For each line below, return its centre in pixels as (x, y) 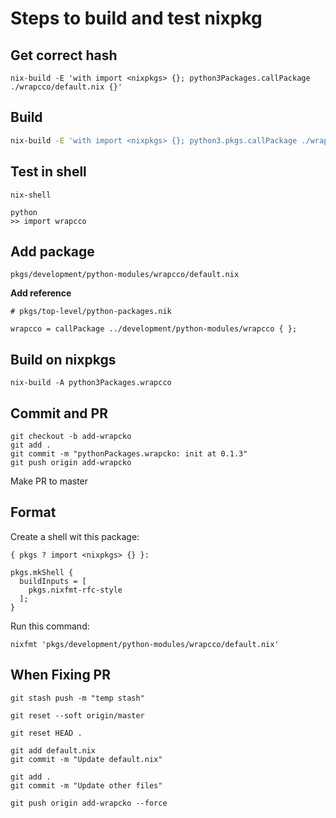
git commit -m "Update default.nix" (86, 759)
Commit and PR (59, 413)
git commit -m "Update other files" (86, 785)
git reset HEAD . (46, 733)
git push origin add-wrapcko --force (89, 803)
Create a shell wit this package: (75, 536)
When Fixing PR (61, 675)
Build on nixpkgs (63, 359)
